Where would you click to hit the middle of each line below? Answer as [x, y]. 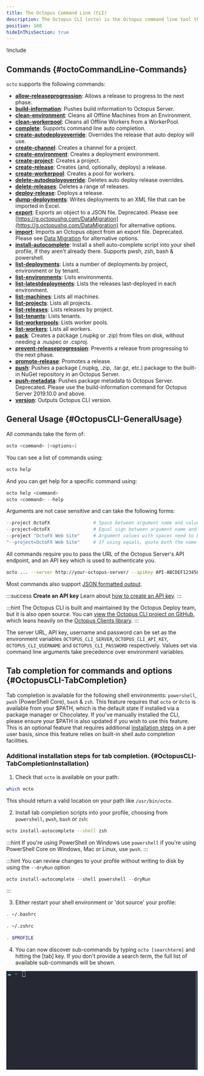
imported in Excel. [38, 206]
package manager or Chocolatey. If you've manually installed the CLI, [93, 714]
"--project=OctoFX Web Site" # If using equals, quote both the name [102, 542]
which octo [20, 789]
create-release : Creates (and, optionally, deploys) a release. [91, 167]
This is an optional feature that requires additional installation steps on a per [101, 727]
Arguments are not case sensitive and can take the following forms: [90, 511]
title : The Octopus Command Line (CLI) [57, 13]
